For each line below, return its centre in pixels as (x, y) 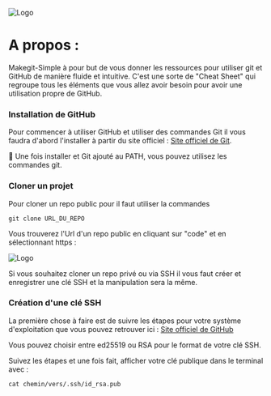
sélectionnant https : (42, 242)
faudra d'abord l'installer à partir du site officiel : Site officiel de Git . (120, 141)
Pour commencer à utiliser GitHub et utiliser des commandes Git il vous (127, 132)
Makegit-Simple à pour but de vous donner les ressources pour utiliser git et (135, 67)
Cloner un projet (41, 186)
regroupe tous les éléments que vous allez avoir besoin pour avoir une (125, 84)
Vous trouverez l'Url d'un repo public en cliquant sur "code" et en (117, 233)
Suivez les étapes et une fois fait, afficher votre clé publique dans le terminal (136, 360)
